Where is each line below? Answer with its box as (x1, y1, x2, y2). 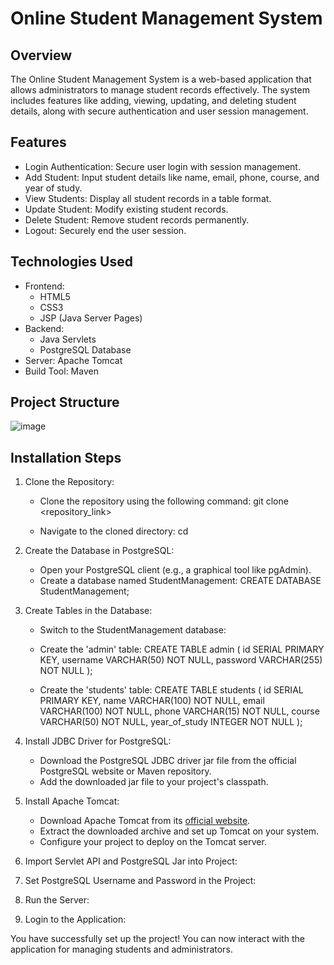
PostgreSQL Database (39, 343, 132, 356)
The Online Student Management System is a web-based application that (10, 73, 312, 85)
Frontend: (24, 280, 65, 292)
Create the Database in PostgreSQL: (24, 545, 175, 557)
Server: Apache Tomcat (24, 354, 123, 366)
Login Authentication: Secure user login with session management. (24, 160, 301, 172)
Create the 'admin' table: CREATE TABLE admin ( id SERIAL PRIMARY (39, 643, 325, 656)
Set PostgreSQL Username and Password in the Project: (24, 875, 257, 887)
